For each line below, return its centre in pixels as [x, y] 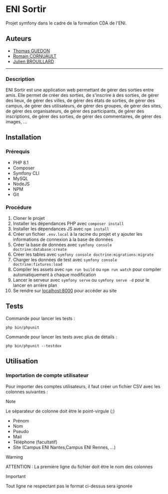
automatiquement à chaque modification [54, 275]
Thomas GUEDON [31, 50]
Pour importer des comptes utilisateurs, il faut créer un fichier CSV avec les [83, 386]
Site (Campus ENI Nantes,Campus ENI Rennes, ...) [64, 447]
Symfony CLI [26, 173]
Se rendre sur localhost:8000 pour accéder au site [65, 291]
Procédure [19, 207]
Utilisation [22, 361]
